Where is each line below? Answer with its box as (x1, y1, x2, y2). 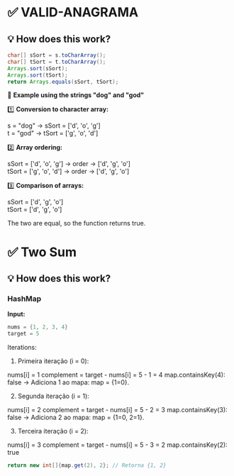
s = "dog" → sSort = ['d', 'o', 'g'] (7, 121, 101, 130)
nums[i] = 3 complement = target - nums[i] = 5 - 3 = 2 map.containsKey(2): (7, 441, 228, 449)
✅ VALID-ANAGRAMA (7, 4, 139, 21)
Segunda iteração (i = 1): (17, 392, 90, 400)
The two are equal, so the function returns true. (7, 219, 146, 228)
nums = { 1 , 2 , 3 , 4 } (7, 323, 69, 331)
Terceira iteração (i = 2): (17, 427, 89, 435)
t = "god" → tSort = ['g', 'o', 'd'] (7, 129, 99, 138)
